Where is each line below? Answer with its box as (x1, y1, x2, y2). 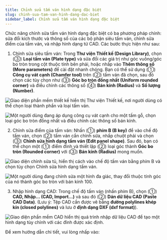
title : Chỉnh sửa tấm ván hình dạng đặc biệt (5, 7, 101, 12)
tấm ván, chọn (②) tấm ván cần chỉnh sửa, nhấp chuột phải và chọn (12, 133, 154, 139)
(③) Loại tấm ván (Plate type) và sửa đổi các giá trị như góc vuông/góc (12, 56, 162, 62)
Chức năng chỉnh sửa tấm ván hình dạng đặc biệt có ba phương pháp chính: (5, 30, 161, 36)
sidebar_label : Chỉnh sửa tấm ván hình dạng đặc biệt (5, 16, 120, 21)
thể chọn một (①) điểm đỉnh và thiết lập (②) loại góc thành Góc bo (12, 143, 153, 149)
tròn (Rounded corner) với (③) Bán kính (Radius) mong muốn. (12, 148, 143, 155)
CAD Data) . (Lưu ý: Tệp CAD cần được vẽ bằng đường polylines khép (12, 199, 156, 205)
